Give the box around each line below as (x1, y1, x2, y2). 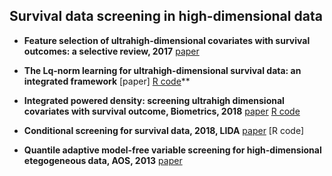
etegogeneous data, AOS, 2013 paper (23, 154, 183, 166)
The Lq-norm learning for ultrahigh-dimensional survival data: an (23, 64, 302, 76)
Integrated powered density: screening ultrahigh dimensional (23, 94, 285, 106)
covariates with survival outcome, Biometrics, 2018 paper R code (23, 105, 301, 117)
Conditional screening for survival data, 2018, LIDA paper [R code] (23, 124, 305, 136)
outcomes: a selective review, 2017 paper (23, 45, 200, 57)
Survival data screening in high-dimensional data (9, 8, 323, 25)
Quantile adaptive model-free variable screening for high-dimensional (23, 144, 322, 156)
